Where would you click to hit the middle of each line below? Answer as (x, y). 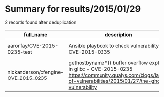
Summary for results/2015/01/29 (73, 9)
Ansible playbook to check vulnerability (114, 46)
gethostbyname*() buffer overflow (108, 63)
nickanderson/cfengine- (36, 72)
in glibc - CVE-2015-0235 (101, 69)
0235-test (20, 52)
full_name (36, 34)
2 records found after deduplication (41, 22)
